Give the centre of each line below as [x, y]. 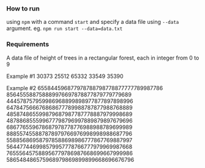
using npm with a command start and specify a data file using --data [93, 22]
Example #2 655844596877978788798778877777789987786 [85, 88]
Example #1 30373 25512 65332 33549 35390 [65, 76]
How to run [23, 9]
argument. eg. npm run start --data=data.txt [65, 28]
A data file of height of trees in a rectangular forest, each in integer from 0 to [103, 58]
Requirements [28, 44]
